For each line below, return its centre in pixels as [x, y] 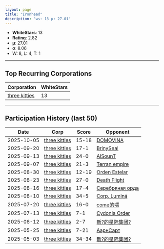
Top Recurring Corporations [49, 73]
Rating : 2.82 [25, 38]
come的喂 [108, 205]
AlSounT [106, 156]
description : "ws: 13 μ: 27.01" [38, 19]
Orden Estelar [112, 172]
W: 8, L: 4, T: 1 [26, 53]
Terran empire [113, 164]
